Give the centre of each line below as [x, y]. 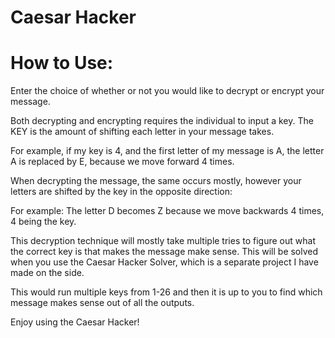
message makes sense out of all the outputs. [102, 303]
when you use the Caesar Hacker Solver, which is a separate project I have [164, 262]
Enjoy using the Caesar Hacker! [75, 322]
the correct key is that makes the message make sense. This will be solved [164, 252]
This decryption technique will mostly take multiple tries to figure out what [163, 241]
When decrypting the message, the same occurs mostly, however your [156, 181]
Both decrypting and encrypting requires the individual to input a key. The [162, 121]
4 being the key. [43, 222]
